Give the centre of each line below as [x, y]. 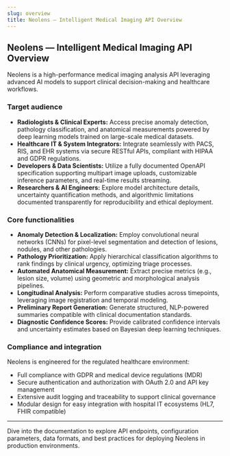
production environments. [43, 446]
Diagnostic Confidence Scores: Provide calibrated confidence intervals [118, 322]
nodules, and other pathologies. [62, 249]
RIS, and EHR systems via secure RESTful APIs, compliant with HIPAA [115, 151]
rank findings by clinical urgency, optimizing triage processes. [104, 264]
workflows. [23, 89]
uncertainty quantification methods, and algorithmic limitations [105, 194]
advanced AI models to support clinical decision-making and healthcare [108, 82]
